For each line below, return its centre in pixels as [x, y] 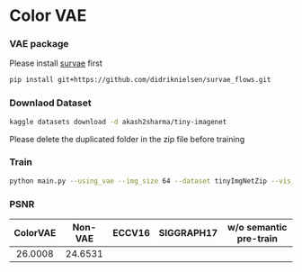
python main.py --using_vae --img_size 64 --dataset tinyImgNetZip [138, 181]
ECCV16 [131, 233]
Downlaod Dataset [50, 103]
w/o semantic [258, 227]
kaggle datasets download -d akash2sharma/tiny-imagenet [118, 122]
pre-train [258, 238]
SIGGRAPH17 [188, 233]
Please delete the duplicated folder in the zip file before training [127, 139]
